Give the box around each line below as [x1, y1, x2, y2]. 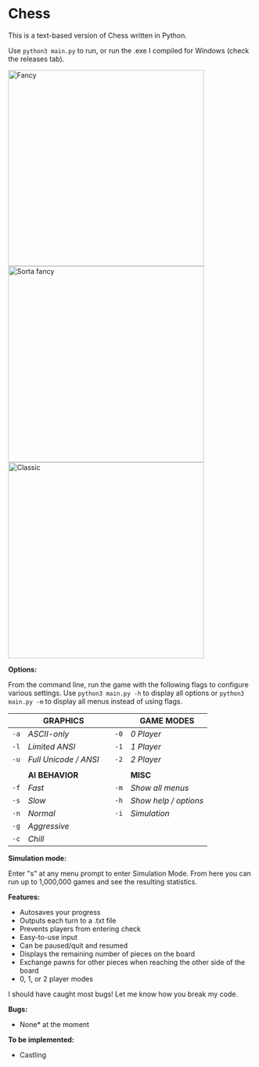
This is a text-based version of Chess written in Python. [8, 31, 188, 40]
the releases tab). [8, 54, 65, 64]
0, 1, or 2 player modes [19, 974, 94, 983]
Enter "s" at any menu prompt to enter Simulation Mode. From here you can [8, 869, 252, 878]
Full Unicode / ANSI [27, 754, 99, 765]
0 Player [130, 728, 162, 739]
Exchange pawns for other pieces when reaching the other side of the [19, 957, 246, 967]
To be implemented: [8, 1035, 74, 1044]
